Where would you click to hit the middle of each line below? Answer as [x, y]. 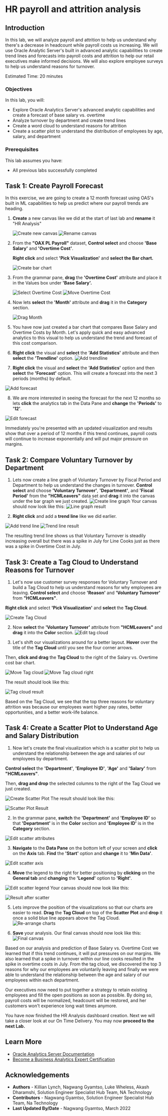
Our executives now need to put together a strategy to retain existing [76, 990]
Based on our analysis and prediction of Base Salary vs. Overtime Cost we [82, 948]
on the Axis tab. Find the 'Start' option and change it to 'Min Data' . [82, 853]
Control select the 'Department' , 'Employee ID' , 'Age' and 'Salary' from [81, 768]
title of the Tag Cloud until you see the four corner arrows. [73, 648]
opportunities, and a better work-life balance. [52, 712]
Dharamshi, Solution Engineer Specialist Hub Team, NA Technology [82, 1092]
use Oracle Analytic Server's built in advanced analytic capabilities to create [84, 50]
